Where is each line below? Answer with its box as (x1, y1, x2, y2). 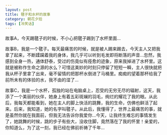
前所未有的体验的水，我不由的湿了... (5, 77, 79, 83)
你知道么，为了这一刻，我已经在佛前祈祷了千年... (5, 125, 105, 131)
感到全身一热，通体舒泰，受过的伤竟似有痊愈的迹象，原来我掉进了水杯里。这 (5, 58, 162, 65)
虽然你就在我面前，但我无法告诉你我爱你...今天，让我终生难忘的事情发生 (9, 112, 158, 118)
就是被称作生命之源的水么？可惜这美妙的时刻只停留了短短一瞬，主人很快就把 (5, 65, 162, 70)
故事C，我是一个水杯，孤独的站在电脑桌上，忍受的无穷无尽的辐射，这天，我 (5, 87, 161, 93)
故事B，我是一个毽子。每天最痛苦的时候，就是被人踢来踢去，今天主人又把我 (5, 46, 161, 52)
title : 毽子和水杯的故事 (5, 12, 51, 17)
